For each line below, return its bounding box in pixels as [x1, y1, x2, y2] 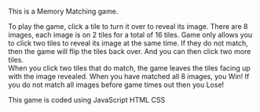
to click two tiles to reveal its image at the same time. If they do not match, [8, 38, 249, 48]
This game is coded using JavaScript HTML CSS [8, 96, 166, 104]
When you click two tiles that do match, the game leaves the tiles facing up [8, 63, 251, 73]
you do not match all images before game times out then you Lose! [8, 80, 225, 89]
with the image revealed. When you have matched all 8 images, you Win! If [8, 72, 250, 81]
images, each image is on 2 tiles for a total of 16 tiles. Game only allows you [8, 31, 253, 39]
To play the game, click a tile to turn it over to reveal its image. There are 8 [8, 22, 248, 31]
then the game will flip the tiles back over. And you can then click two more [8, 47, 251, 56]
